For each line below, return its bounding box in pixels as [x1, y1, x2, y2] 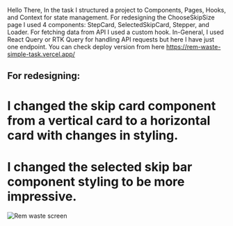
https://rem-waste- [166, 43, 221, 51]
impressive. [7, 189, 77, 204]
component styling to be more [7, 173, 185, 189]
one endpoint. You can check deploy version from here [7, 43, 165, 51]
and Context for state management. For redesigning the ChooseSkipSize [7, 13, 215, 21]
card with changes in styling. [7, 128, 179, 143]
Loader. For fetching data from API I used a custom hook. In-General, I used [7, 28, 224, 36]
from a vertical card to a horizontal [7, 112, 211, 128]
